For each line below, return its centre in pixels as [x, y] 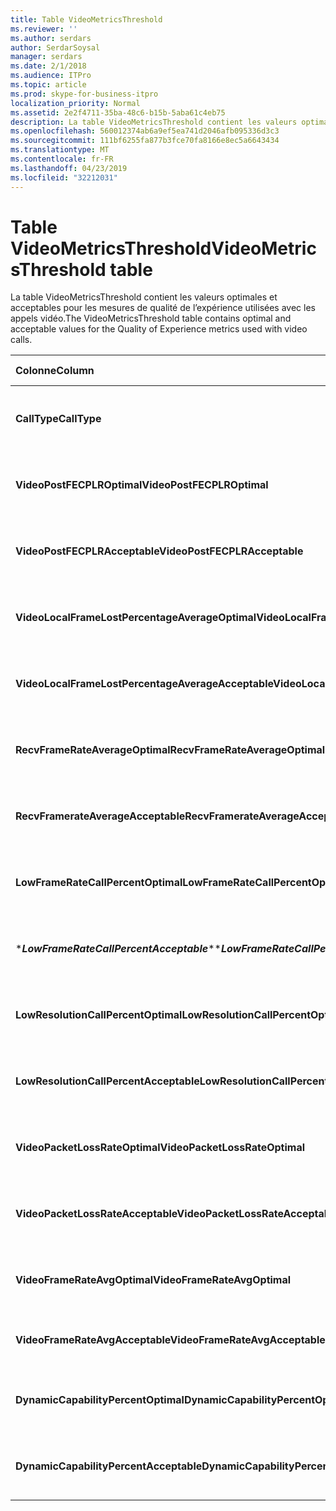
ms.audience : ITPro [51, 76]
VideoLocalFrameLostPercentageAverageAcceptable [144, 684]
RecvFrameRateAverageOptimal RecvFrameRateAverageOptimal [170, 750]
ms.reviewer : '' [44, 29]
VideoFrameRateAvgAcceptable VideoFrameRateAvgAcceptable [170, 1340]
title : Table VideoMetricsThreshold [86, 19]
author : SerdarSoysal [55, 47]
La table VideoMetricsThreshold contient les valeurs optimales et [144, 297]
